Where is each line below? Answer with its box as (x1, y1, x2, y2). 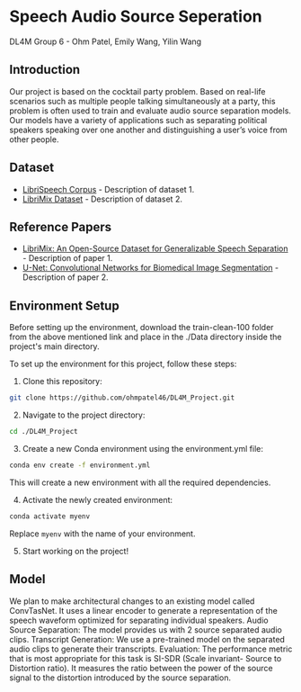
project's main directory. (9, 341, 101, 352)
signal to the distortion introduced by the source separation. (9, 672, 232, 683)
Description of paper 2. (22, 272, 109, 283)
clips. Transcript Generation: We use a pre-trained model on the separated (9, 634, 286, 644)
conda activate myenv (9, 511, 91, 521)
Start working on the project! (22, 545, 128, 556)
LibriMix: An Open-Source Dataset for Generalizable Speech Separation (22, 243, 289, 254)
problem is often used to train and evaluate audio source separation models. (9, 105, 292, 116)
